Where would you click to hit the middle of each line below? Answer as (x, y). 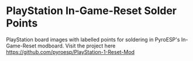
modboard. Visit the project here (77, 46)
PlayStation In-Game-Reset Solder (92, 11)
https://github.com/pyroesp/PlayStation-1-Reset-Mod (70, 52)
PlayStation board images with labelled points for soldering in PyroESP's (93, 39)
